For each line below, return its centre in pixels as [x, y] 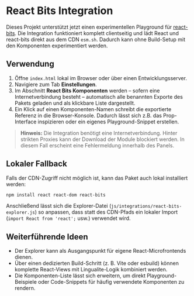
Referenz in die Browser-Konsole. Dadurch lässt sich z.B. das [88, 115]
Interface [25, 122]
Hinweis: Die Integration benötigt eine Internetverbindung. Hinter [99, 133]
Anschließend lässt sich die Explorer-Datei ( [59, 206]
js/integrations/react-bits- [146, 206]
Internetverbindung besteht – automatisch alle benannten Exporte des [98, 97]
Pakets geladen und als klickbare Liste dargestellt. [75, 103]
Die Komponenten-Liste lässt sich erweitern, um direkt [80, 276]
